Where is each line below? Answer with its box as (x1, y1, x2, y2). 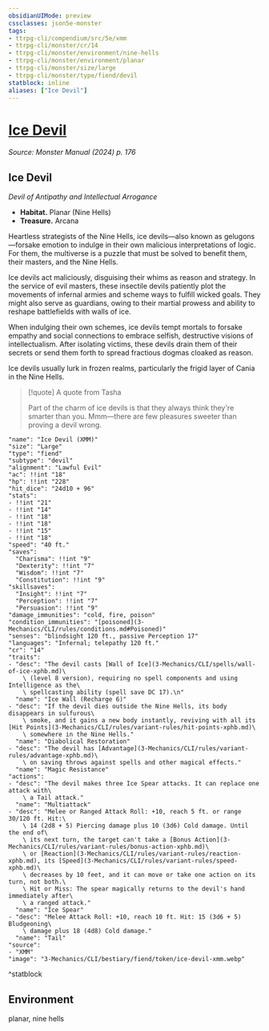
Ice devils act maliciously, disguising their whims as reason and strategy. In (8, 273, 256, 282)
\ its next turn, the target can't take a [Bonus (22, 836, 192, 844)
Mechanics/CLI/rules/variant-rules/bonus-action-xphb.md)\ (8, 843, 210, 851)
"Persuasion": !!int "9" (15, 604, 98, 612)
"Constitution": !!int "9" (15, 576, 106, 584)
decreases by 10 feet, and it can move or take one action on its (29, 871, 256, 879)
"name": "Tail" (15, 934, 66, 943)
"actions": (8, 773, 45, 781)
